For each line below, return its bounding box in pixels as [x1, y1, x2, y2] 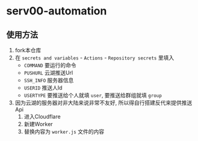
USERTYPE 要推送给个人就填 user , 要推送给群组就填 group [23, 92, 162, 98]
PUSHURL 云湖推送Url [23, 69, 73, 76]
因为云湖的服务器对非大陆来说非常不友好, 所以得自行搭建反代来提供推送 [14, 99, 193, 106]
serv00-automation [6, 4, 107, 18]
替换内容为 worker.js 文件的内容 [23, 128, 104, 135]
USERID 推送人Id [23, 84, 63, 91]
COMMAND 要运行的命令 [23, 62, 76, 68]
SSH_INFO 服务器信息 [23, 77, 74, 83]
